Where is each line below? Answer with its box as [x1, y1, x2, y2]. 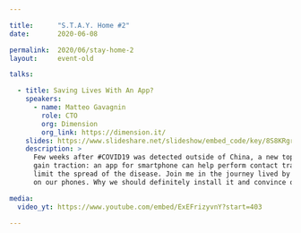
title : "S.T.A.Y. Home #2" [9, 21, 130, 30]
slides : [25, 136, 54, 145]
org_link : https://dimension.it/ [41, 127, 167, 137]
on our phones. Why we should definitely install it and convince [32, 177, 287, 186]
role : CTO [41, 111, 78, 120]
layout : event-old [9, 54, 94, 63]
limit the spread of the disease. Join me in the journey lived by [32, 169, 291, 178]
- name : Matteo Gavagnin [32, 103, 126, 112]
